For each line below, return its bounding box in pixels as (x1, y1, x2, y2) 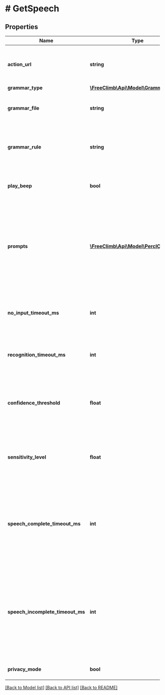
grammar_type (7, 84, 43, 91)
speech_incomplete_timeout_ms (7, 609, 85, 615)
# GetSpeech (5, 3, 59, 14)
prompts (7, 243, 28, 250)
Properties (5, 23, 38, 31)
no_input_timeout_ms (7, 309, 59, 316)
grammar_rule (7, 144, 42, 150)
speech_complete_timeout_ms (7, 520, 81, 527)
